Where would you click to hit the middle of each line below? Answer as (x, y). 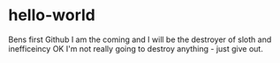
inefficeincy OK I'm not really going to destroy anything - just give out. (136, 48)
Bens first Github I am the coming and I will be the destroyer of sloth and (140, 39)
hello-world (52, 15)
